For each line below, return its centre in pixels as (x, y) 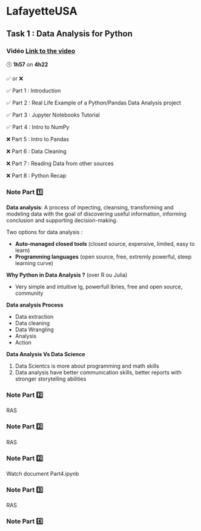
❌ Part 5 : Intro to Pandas (38, 139)
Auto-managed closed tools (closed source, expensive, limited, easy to (105, 244)
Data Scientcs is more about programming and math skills (87, 366)
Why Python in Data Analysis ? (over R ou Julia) (67, 275)
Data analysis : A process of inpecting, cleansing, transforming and (90, 208)
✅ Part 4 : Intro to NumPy (38, 127)
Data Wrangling (35, 330)
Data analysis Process (35, 305)
